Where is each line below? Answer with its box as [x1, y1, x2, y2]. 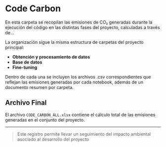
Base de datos [12, 59, 42, 65]
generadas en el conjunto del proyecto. [5, 117, 85, 123]
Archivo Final [5, 99, 47, 107]
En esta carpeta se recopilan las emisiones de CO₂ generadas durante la [5, 19, 153, 25]
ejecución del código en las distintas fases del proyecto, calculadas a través [5, 24, 160, 30]
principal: [5, 44, 25, 50]
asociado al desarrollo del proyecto [17, 136, 89, 142]
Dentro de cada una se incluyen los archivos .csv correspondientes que [5, 74, 151, 80]
